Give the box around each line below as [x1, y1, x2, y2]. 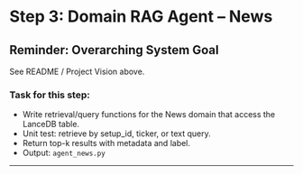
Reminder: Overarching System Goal [9, 42, 219, 58]
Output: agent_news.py [22, 147, 106, 159]
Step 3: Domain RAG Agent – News [9, 6, 273, 27]
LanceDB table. [22, 119, 79, 130]
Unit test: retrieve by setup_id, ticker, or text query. [22, 128, 211, 139]
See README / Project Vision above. [9, 66, 145, 77]
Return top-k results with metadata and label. [22, 138, 191, 149]
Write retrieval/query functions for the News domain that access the [22, 109, 276, 120]
